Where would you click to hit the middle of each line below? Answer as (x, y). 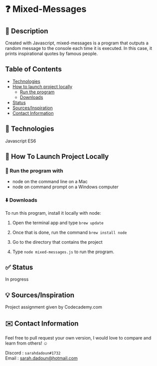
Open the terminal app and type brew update (58, 223)
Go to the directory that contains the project (58, 242)
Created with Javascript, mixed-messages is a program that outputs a (77, 43)
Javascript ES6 (21, 141)
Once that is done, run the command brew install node (70, 232)
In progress (17, 279)
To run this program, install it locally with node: (53, 213)
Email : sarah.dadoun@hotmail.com (42, 358)
